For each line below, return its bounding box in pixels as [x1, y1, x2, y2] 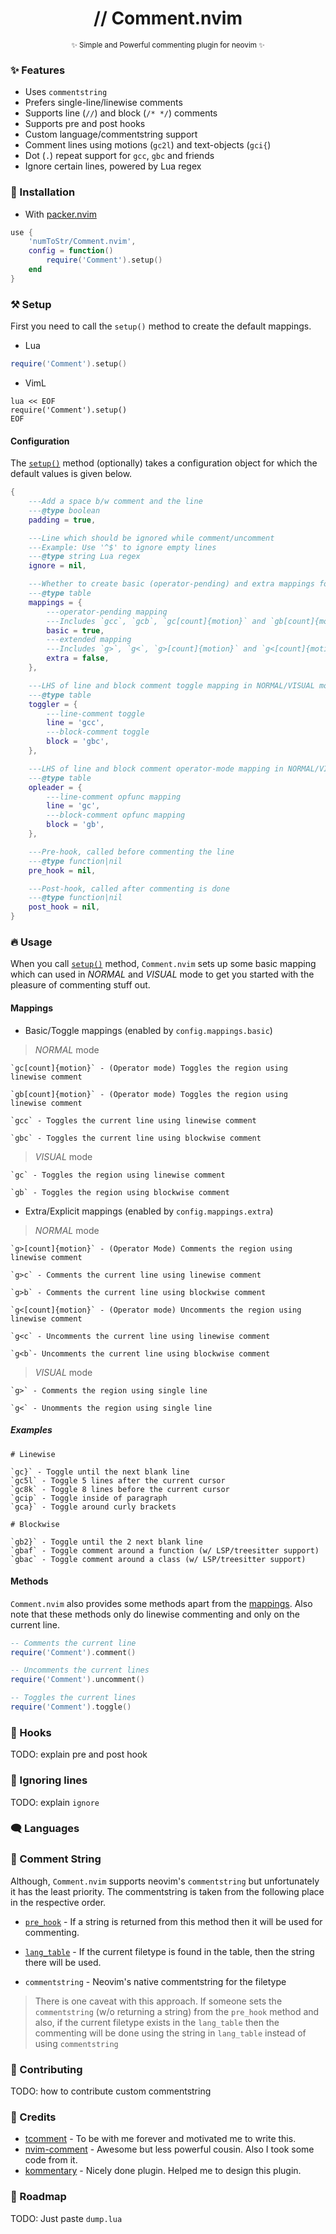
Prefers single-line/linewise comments [24, 97, 183, 109]
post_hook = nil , [28, 902, 101, 912]
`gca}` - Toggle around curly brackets [10, 1502, 177, 1512]
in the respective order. [10, 1896, 107, 1908]
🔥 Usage [10, 935, 53, 949]
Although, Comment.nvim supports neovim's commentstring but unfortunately [10, 1875, 320, 1887]
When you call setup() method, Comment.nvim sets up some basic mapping [10, 958, 317, 970]
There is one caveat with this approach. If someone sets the [34, 1995, 283, 2007]
